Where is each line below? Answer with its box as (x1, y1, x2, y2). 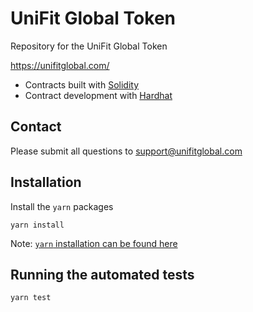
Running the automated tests (10, 266, 195, 283)
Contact (10, 118, 62, 136)
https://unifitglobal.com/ (10, 59, 110, 71)
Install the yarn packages (10, 200, 114, 212)
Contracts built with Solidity (24, 78, 140, 91)
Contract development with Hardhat (24, 89, 173, 101)
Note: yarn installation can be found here (10, 237, 178, 249)
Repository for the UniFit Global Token (10, 40, 168, 52)
